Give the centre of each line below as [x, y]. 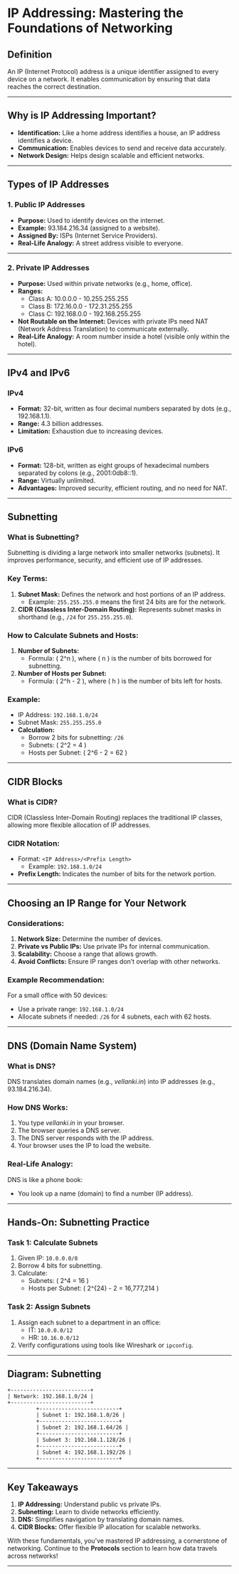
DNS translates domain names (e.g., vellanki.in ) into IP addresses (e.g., [111, 1082]
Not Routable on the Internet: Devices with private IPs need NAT [113, 321]
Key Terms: [28, 579]
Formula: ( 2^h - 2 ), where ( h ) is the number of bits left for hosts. [125, 681]
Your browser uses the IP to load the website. [84, 1146]
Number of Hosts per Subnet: [62, 674]
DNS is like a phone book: [45, 1179]
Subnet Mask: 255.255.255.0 [59, 723]
